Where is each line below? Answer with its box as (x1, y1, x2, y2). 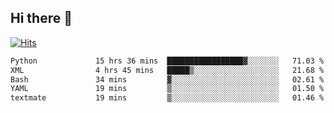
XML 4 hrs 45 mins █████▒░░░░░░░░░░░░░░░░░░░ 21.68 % (10, 65, 325, 75)
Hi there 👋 (10, 10, 73, 27)
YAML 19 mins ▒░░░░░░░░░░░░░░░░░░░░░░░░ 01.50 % (10, 84, 325, 94)
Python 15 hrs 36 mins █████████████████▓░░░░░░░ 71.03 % (10, 56, 325, 66)
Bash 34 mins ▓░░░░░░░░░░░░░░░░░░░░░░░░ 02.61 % (10, 74, 325, 85)
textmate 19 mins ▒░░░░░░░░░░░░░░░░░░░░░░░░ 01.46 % (10, 93, 325, 103)
